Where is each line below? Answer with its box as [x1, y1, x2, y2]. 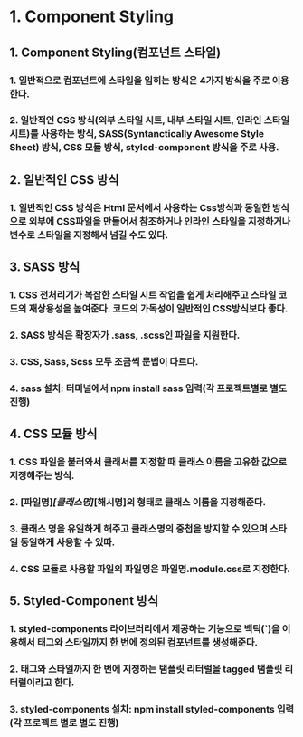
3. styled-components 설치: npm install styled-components [9, 703, 276, 716]
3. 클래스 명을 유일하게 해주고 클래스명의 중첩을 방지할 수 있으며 [9, 522, 269, 535]
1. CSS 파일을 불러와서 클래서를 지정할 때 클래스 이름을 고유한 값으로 [9, 455, 288, 468]
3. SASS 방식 [9, 260, 80, 275]
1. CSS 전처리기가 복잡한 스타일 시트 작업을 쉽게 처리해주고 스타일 [9, 289, 277, 301]
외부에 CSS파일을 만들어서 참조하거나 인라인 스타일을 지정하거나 [28, 215, 291, 227]
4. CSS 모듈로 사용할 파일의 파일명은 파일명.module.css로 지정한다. [9, 562, 291, 575]
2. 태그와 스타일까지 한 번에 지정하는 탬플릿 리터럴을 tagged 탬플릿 [9, 663, 283, 675]
